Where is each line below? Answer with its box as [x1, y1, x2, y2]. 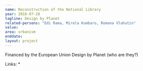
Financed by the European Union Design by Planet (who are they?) [5, 52, 139, 57]
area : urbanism [5, 29, 36, 34]
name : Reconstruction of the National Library [5, 7, 101, 12]
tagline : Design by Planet [5, 16, 60, 21]
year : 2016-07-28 [5, 12, 40, 16]
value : [5, 25, 18, 30]
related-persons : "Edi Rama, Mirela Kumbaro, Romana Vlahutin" [5, 20, 136, 26]
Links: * [5, 61, 20, 67]
